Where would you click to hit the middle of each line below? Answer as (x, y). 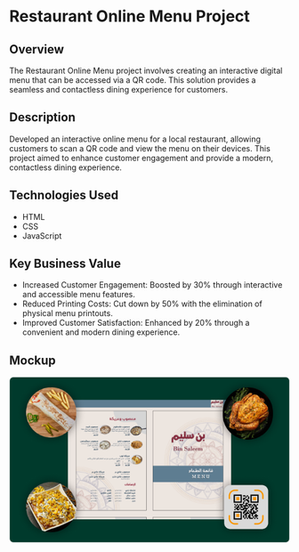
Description (42, 118)
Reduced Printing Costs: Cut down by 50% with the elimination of (142, 304)
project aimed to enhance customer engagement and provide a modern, (141, 158)
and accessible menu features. (79, 295)
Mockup (32, 360)
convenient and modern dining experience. (101, 332)
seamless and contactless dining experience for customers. (119, 89)
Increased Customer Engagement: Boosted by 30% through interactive (152, 285)
